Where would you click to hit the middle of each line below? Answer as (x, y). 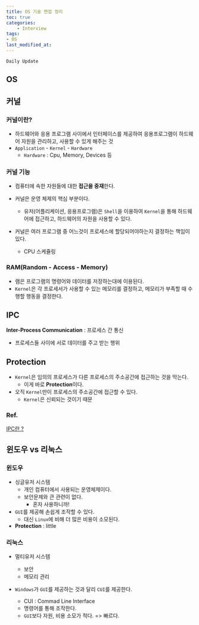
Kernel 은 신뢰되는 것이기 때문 (58, 399)
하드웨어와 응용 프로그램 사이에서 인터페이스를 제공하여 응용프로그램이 (96, 133)
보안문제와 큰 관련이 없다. (53, 497)
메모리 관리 (36, 577)
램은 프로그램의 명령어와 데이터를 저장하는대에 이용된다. (79, 281)
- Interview (32, 28)
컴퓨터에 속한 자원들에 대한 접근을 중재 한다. (65, 186)
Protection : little (35, 526)
